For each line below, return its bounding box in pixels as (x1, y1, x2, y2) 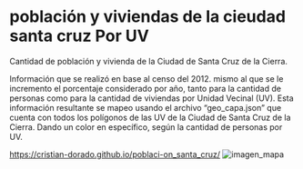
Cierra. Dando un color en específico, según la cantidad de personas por (9, 121, 283, 133)
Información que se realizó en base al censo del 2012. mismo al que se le (9, 73, 284, 84)
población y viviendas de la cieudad (9, 6, 287, 27)
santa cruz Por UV (9, 25, 150, 46)
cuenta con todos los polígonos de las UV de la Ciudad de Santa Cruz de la (9, 112, 291, 123)
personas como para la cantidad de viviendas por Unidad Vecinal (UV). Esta (9, 93, 294, 104)
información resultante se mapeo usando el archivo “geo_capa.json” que (9, 102, 282, 113)
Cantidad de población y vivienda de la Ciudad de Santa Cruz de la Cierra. (9, 55, 288, 66)
